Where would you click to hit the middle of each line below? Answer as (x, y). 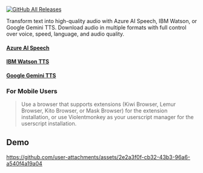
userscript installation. (49, 123)
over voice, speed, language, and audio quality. (65, 34)
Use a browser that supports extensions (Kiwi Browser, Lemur (98, 104)
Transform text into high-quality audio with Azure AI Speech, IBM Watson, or (102, 21)
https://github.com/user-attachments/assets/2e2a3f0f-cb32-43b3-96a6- (98, 157)
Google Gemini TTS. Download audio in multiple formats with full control (96, 28)
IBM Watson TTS (28, 62)
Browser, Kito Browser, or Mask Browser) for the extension (94, 111)
